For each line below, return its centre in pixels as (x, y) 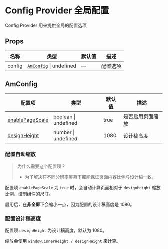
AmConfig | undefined (52, 66)
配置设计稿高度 (23, 218)
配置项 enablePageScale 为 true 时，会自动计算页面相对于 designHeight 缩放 (83, 187)
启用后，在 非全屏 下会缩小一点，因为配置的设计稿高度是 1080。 (70, 204)
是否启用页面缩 (141, 116)
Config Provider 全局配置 (57, 10)
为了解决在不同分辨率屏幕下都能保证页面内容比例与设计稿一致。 (90, 177)
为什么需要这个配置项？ (41, 166)
